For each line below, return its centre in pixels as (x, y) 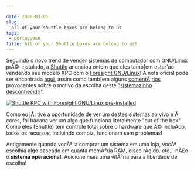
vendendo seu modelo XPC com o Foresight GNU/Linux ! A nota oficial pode (97, 73)
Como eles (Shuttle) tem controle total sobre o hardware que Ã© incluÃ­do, (96, 127)
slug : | (16, 22)
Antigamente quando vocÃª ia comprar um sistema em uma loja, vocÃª (91, 144)
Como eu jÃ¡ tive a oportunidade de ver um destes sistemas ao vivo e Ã (92, 114)
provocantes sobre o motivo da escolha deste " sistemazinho (79, 85)
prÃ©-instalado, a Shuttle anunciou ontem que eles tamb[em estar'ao (90, 67)
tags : (13, 33)
